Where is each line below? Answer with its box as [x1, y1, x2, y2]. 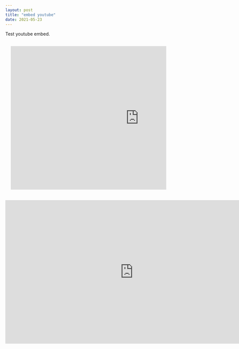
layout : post [5, 7, 33, 13]
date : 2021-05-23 [5, 17, 42, 22]
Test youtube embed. [5, 31, 50, 37]
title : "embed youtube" [5, 12, 56, 17]
